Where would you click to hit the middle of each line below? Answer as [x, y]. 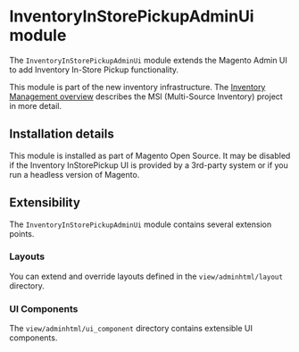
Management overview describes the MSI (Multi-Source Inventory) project [146, 96]
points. [22, 233]
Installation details [62, 134]
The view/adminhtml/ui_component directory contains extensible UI [131, 329]
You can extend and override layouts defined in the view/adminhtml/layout [146, 276]
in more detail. [36, 105]
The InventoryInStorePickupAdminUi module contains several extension [141, 224]
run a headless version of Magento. [75, 174]
